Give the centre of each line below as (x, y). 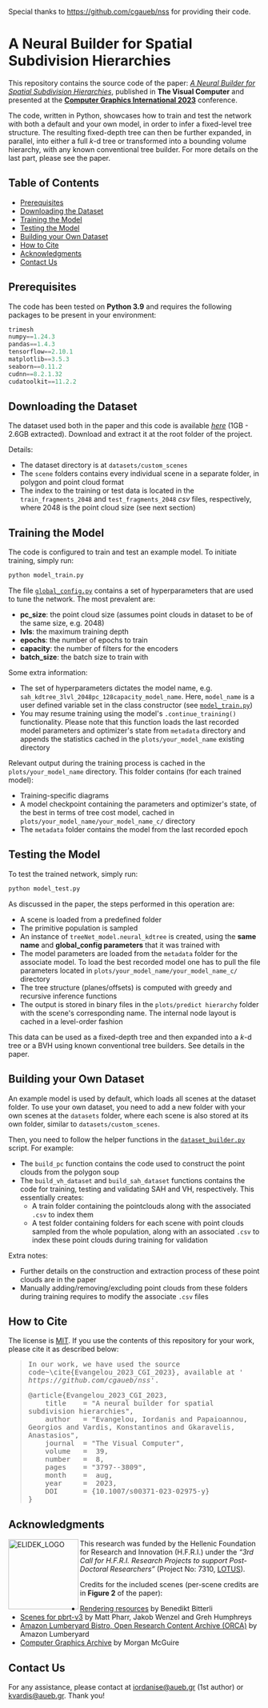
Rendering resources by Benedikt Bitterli (146, 1609)
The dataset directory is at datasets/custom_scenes (104, 465)
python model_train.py (46, 575)
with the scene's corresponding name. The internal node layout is (128, 1013)
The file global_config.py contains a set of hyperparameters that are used (131, 590)
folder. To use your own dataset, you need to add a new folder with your (127, 1106)
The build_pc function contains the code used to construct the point (132, 1163)
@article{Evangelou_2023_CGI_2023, (98, 1396)
